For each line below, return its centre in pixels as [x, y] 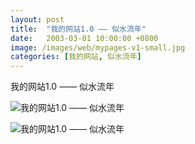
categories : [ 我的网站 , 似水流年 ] [76, 57]
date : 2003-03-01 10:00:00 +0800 [84, 38]
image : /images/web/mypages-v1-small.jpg [98, 47]
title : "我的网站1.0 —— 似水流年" [78, 29]
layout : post [37, 19]
